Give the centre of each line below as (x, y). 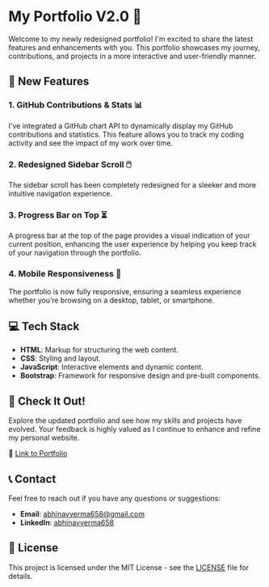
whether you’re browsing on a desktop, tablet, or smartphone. (111, 300)
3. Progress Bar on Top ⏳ (58, 215)
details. (21, 576)
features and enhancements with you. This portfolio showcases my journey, (134, 47)
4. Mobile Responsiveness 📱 (65, 274)
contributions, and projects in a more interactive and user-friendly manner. (132, 56)
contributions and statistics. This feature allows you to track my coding (126, 134)
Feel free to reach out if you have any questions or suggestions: (114, 498)
